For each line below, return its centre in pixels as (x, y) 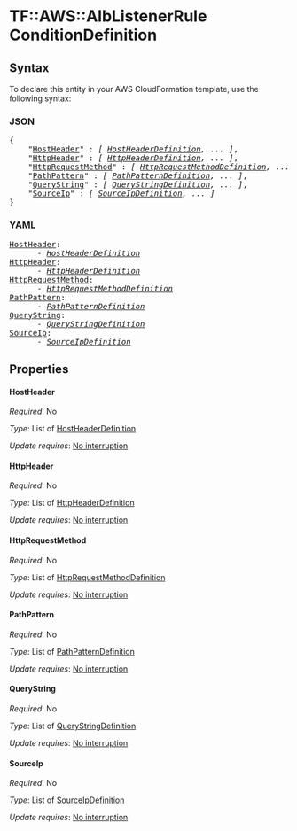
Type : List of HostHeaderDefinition (73, 429)
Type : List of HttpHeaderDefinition (72, 503)
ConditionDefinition (83, 35)
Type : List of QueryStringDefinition (73, 726)
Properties (39, 369)
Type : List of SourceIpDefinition (67, 800)
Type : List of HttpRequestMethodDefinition (87, 577)
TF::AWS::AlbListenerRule (108, 16)
